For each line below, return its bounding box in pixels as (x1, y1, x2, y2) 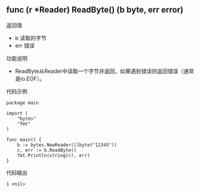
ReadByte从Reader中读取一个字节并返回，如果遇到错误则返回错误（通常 (14, 67, 195, 75)
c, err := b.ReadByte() (17, 147, 77, 153)
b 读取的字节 (14, 34, 47, 42)
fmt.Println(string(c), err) (17, 152, 90, 158)
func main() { (6, 137, 42, 143)
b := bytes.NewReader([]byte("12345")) (17, 141, 117, 148)
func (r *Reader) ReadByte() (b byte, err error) (6, 5, 184, 15)
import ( (6, 110, 28, 116)
